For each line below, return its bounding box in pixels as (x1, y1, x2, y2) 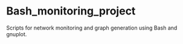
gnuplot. (6, 30, 27, 37)
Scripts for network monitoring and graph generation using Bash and (6, 24, 178, 31)
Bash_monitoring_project (6, 4, 136, 18)
